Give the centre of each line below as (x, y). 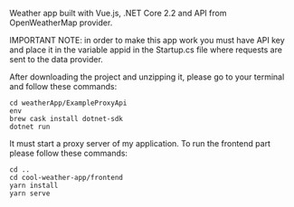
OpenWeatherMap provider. (61, 23)
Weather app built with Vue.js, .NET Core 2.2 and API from (118, 13)
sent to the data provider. (57, 59)
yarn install (34, 185)
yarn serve (30, 193)
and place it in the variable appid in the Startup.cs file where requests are (146, 50)
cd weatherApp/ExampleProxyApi (68, 103)
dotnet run (30, 127)
